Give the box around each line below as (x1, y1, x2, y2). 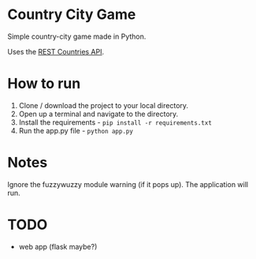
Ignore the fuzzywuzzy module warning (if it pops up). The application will (7, 179, 249, 189)
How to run (7, 75, 81, 92)
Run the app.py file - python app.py (18, 126, 133, 135)
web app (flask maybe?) (18, 242, 98, 251)
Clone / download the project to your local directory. (18, 100, 189, 110)
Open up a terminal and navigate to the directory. (18, 109, 179, 118)
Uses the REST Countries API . (7, 47, 105, 56)
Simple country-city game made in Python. (7, 32, 147, 41)
